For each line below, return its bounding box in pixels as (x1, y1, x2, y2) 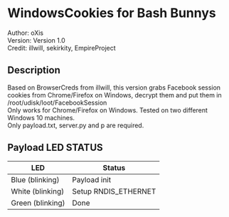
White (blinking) (11, 186, 65, 196)
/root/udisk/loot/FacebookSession (7, 98, 107, 107)
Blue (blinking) (11, 174, 60, 184)
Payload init (72, 174, 112, 184)
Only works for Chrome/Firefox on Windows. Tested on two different (7, 105, 208, 115)
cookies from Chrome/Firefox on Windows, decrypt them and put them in (7, 90, 222, 99)
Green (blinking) (11, 198, 65, 208)
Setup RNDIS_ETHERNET (72, 186, 156, 196)
